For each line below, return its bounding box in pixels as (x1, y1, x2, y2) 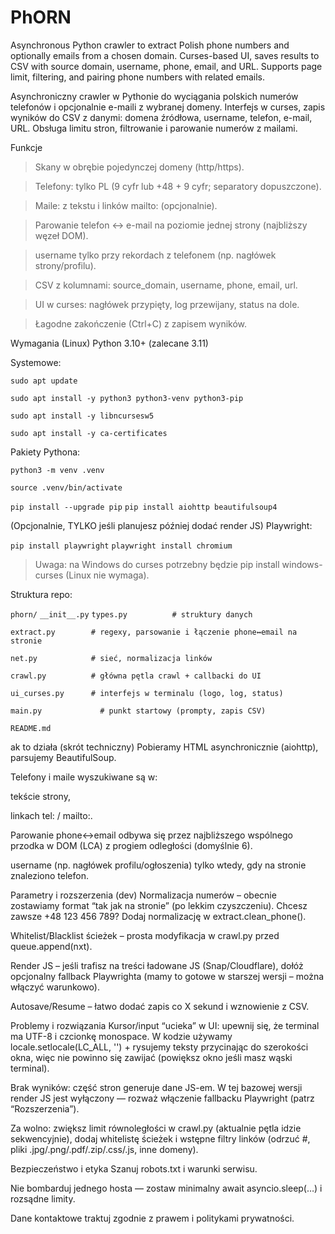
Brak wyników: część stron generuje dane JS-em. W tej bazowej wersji (10, 1081, 303, 1093)
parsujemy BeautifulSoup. (10, 751, 117, 763)
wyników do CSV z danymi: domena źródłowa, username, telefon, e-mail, (10, 111, 313, 123)
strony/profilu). (34, 259, 97, 271)
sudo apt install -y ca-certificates (10, 428, 168, 438)
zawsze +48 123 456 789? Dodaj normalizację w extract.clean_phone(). (10, 910, 307, 922)
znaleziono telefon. (10, 869, 89, 881)
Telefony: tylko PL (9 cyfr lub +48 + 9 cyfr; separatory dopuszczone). (34, 180, 322, 192)
